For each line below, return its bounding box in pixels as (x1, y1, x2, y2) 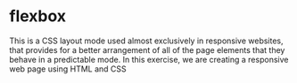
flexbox (9, 6, 67, 26)
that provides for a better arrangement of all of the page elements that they (9, 44, 285, 55)
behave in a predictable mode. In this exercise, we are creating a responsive (9, 54, 289, 64)
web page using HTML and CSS (9, 64, 127, 74)
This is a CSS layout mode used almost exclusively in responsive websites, (9, 35, 284, 46)
